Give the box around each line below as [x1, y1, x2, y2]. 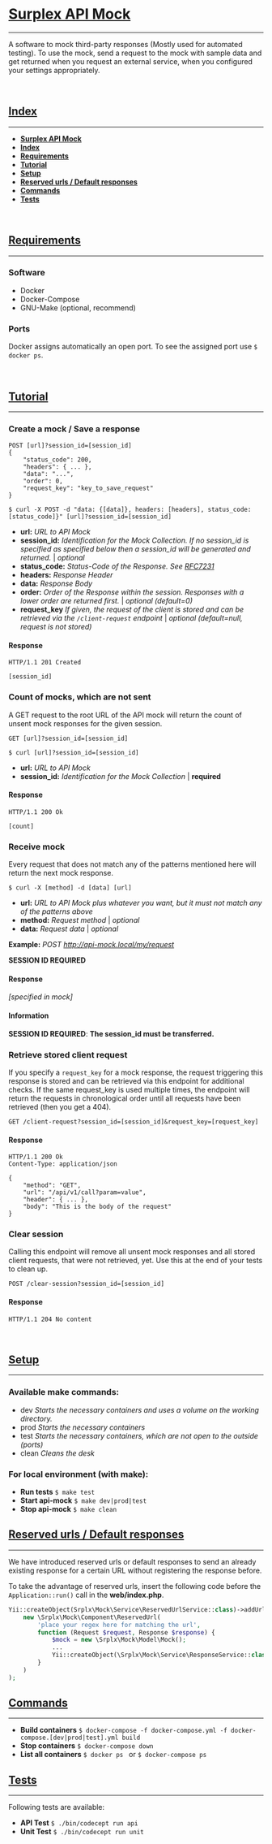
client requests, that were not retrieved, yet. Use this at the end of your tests [8, 1256, 263, 1266]
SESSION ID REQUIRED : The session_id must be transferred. [8, 1028, 215, 1038]
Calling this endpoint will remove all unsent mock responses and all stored [8, 1247, 256, 1257]
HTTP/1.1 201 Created [8, 659, 82, 667]
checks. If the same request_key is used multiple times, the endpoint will [8, 1084, 250, 1094]
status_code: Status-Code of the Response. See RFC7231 [19, 561, 215, 571]
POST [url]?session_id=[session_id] [8, 442, 132, 450]
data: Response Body [19, 578, 93, 589]
